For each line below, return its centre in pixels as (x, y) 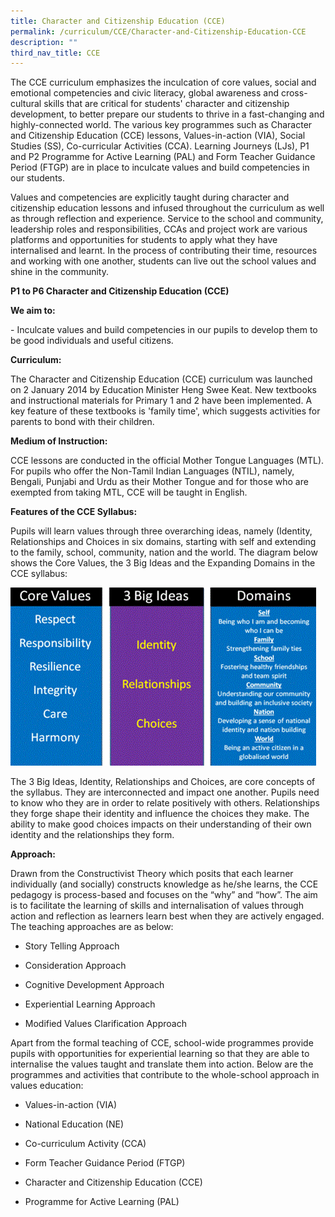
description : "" (44, 42)
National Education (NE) (74, 1124)
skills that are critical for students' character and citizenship (166, 104)
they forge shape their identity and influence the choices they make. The (160, 814)
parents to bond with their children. (82, 422)
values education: (47, 1086)
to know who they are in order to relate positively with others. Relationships (165, 803)
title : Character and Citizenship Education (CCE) (118, 21)
